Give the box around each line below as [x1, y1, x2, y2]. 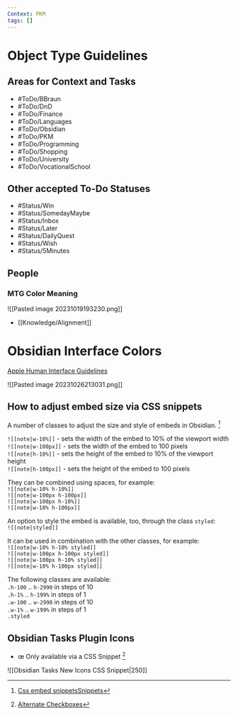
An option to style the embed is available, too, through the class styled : [7, 517, 216, 525]
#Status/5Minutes [17, 247, 70, 255]
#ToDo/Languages [17, 117, 72, 125]
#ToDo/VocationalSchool [17, 162, 91, 171]
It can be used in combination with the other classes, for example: [7, 536, 200, 546]
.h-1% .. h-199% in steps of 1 [7, 590, 86, 599]
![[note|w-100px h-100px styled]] [7, 551, 110, 558]
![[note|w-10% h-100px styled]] [7, 563, 103, 570]
